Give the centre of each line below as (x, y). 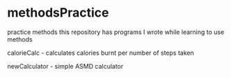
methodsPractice (58, 13)
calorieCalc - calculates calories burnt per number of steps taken (101, 53)
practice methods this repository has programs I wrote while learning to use (116, 32)
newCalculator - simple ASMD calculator (65, 66)
